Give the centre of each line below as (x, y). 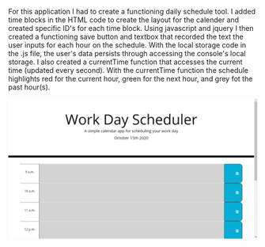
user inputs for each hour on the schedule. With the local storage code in (127, 45)
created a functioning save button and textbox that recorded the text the (126, 36)
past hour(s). (29, 87)
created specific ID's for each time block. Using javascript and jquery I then (131, 28)
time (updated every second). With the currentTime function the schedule (129, 70)
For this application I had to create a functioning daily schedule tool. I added (132, 11)
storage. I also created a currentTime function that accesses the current (125, 62)
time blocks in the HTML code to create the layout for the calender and (124, 20)
